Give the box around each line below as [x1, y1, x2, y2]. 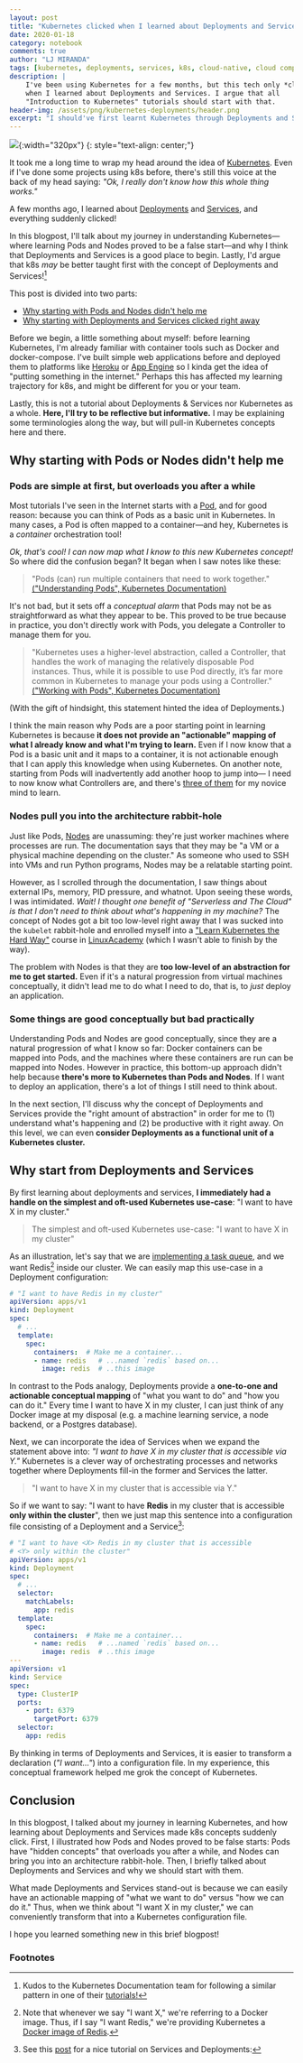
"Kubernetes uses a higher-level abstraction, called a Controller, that [31, 647, 287, 658]
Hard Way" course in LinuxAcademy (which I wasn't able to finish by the [9, 934, 278, 945]
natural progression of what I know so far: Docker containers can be [9, 1043, 263, 1054]
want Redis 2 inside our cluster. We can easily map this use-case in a [9, 1260, 263, 1272]
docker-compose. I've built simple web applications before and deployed [9, 351, 281, 362]
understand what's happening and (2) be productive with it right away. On [9, 1118, 284, 1129]
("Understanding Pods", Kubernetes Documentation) [31, 583, 227, 594]
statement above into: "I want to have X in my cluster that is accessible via [9, 1446, 287, 1457]
